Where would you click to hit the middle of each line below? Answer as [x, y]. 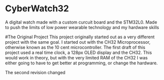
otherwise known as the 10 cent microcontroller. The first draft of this [75, 47]
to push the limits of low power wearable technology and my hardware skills [82, 27]
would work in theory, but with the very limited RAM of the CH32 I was [76, 57]
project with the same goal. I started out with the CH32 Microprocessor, [78, 42]
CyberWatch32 [37, 9]
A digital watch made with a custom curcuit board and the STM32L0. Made [81, 22]
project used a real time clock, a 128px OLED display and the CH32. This [79, 53]
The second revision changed [35, 72]
